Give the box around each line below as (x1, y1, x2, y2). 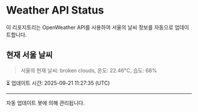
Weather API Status (6, 4, 104, 17)
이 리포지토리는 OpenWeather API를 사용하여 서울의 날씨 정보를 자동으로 (6, 24, 174, 31)
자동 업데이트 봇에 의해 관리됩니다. (6, 99, 85, 106)
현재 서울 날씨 (6, 50, 53, 60)
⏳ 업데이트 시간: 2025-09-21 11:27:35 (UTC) (6, 79, 110, 86)
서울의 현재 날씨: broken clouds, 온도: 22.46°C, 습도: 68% (20, 67, 157, 74)
